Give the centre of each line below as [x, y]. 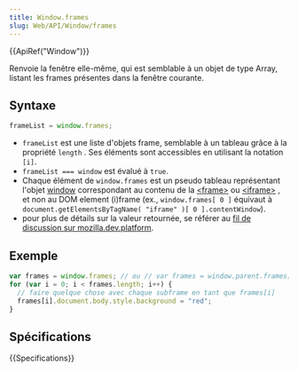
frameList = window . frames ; [61, 126]
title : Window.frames [49, 17]
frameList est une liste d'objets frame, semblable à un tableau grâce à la [154, 143]
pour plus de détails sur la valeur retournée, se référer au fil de [136, 218]
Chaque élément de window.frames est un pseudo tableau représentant [151, 181]
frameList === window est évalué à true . [95, 171]
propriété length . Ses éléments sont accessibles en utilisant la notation [153, 153]
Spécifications [50, 337]
